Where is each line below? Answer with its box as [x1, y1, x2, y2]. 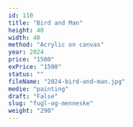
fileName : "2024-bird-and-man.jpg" [8, 77, 126, 85]
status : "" [8, 70, 44, 78]
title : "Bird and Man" [8, 19, 83, 27]
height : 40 [8, 26, 44, 34]
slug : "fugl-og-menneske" [8, 99, 93, 107]
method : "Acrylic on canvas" [8, 41, 104, 49]
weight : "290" [8, 107, 55, 115]
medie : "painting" [8, 84, 69, 93]
